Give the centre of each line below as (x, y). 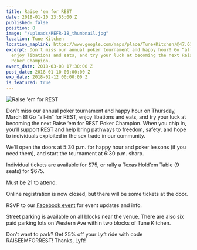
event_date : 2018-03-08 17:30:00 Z (50, 66)
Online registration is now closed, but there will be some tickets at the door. (97, 194)
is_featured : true (28, 83)
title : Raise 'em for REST (39, 11)
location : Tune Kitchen (35, 39)
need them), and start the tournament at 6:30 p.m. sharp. (75, 153)
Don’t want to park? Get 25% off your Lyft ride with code (74, 234)
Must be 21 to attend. (32, 182)
